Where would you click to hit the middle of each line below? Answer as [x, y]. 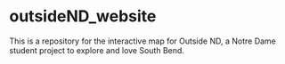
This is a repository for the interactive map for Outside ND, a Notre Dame [142, 41]
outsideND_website [83, 16]
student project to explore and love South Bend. [97, 50]
